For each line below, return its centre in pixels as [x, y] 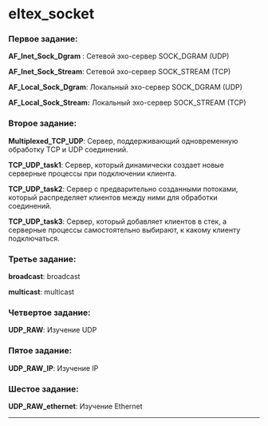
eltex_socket [51, 14]
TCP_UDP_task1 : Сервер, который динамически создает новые [116, 165]
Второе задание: [43, 123]
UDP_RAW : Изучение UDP [53, 330]
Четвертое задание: [49, 313]
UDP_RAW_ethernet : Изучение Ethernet [75, 406]
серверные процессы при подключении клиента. [93, 173]
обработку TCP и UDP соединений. [69, 149]
